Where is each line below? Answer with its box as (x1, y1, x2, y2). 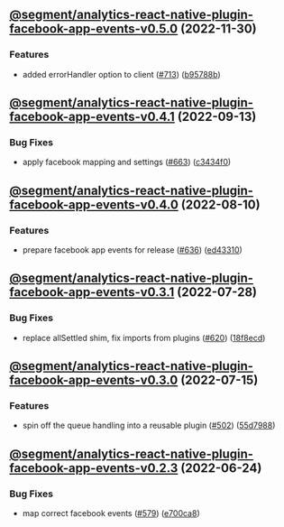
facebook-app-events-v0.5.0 (9, 22, 179, 37)
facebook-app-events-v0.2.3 (9, 460, 179, 476)
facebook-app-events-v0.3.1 (9, 284, 175, 300)
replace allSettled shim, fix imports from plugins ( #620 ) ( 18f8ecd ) (22, 332, 266, 343)
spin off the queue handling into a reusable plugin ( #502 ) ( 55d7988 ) (22, 420, 276, 431)
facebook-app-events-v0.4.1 (9, 109, 176, 125)
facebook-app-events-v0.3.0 (9, 373, 179, 388)
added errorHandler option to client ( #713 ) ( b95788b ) (22, 69, 221, 79)
